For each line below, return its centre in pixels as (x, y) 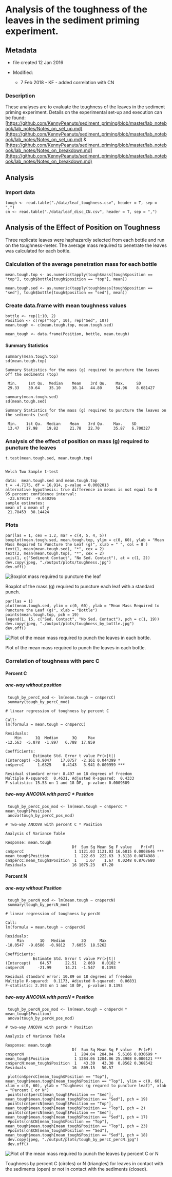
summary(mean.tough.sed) (32, 397)
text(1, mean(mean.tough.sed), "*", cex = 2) (55, 549)
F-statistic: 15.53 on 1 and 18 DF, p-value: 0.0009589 (68, 783)
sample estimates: (25, 503)
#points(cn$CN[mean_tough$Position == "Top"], (58, 1122)
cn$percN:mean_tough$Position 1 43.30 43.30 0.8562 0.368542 (79, 1064)
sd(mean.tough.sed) (26, 401)
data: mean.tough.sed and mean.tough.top (51, 480)
